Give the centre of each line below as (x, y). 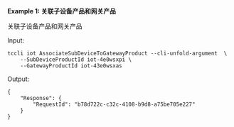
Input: (16, 40)
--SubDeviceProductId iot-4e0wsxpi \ (76, 60)
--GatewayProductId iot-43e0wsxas (71, 66)
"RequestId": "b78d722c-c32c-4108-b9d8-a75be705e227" (114, 104)
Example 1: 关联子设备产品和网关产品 (62, 11)
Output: (18, 79)
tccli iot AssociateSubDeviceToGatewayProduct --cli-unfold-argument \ (117, 53)
